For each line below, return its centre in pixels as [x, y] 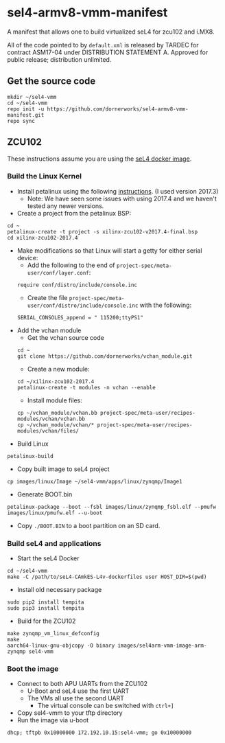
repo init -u [26, 109]
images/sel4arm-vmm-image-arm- [162, 646]
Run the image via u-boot [53, 720]
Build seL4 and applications [54, 543]
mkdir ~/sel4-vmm [32, 97]
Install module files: [55, 400]
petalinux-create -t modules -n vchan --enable [86, 387]
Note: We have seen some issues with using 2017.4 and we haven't [122, 198]
